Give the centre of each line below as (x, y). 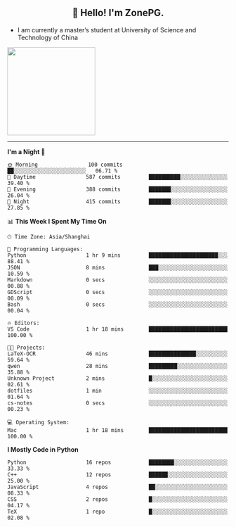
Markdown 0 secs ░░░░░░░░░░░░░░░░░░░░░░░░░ (118, 280)
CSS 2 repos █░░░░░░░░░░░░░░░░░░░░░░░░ (118, 499)
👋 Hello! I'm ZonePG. (118, 13)
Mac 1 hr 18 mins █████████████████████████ (118, 430)
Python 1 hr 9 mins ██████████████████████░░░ (118, 255)
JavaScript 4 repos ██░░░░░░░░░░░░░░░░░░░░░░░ (118, 487)
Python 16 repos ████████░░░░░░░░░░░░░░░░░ (118, 462)
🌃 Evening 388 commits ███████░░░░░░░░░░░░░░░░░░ (118, 189)
